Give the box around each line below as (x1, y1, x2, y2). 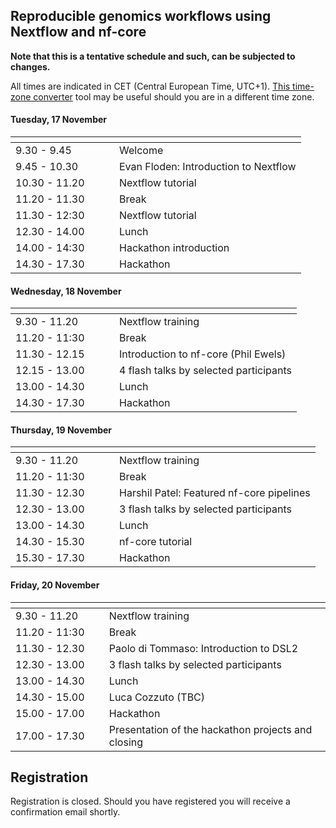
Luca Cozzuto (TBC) (108, 690, 206, 704)
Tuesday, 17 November (10, 114, 107, 126)
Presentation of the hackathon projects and (108, 722, 313, 736)
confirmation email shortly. (10, 806, 121, 818)
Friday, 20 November (10, 579, 100, 591)
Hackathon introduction (119, 241, 230, 255)
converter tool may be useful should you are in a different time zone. (33, 90, 315, 103)
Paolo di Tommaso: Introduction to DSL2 (108, 641, 299, 655)
